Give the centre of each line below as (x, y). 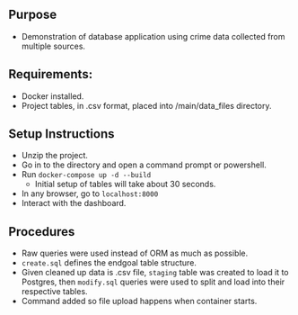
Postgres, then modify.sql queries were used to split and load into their (153, 282)
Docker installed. (53, 96)
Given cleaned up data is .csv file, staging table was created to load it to (155, 273)
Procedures (42, 232)
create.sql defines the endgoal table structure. (109, 263)
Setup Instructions (61, 134)
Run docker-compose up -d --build (86, 175)
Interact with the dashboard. (74, 203)
